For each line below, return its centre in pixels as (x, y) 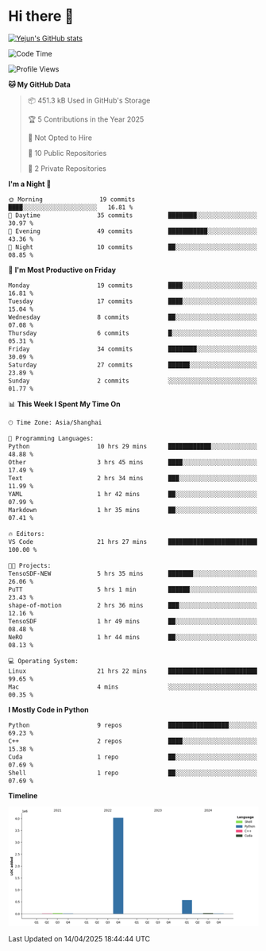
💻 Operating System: (44, 661)
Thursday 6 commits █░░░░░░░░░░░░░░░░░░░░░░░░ (133, 333)
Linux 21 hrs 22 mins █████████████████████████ (133, 671)
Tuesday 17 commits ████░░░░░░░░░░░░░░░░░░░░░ (133, 301)
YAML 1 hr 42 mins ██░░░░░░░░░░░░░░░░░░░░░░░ (133, 494)
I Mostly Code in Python (48, 709)
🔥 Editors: (27, 534)
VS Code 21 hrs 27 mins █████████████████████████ (133, 541)
